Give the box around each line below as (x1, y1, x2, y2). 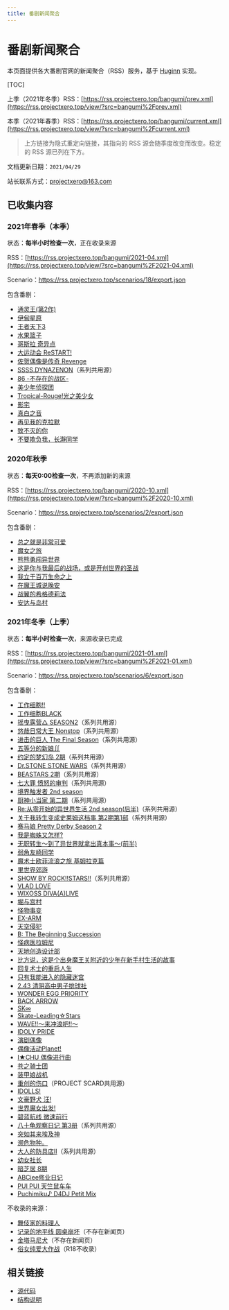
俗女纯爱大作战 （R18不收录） (17, 1244, 101, 1252)
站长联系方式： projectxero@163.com (7, 177, 112, 185)
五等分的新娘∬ (17, 743, 60, 752)
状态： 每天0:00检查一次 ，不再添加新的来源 (7, 471, 131, 479)
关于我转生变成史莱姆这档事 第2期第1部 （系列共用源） (17, 813, 171, 822)
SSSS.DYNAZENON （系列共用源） (17, 365, 116, 374)
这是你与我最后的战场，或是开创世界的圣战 (17, 563, 139, 572)
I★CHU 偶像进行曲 (17, 1053, 71, 1061)
